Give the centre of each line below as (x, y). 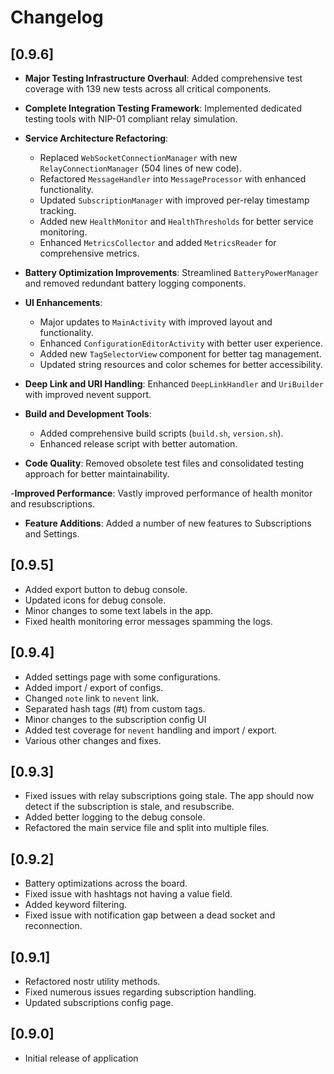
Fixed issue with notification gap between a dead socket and (150, 915)
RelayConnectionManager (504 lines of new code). (140, 168)
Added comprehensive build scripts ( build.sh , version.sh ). (161, 433)
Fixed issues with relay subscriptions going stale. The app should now (169, 796)
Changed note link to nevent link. (92, 698)
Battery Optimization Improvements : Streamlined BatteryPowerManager (172, 272)
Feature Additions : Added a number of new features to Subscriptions (168, 523)
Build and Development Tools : (88, 414)
